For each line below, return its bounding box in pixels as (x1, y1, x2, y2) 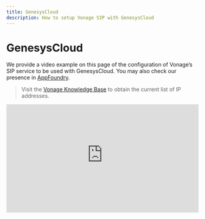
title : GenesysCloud (6, 9, 59, 15)
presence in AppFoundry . (6, 74, 70, 81)
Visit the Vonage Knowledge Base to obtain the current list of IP (21, 86, 181, 93)
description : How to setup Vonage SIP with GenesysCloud (6, 15, 154, 21)
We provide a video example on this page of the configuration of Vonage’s (6, 61, 193, 68)
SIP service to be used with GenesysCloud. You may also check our (6, 68, 177, 75)
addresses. (21, 92, 50, 99)
